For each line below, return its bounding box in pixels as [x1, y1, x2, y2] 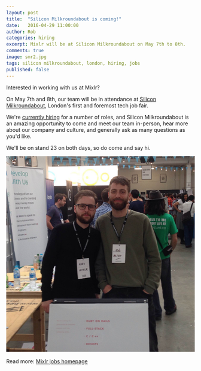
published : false [6, 67, 50, 73]
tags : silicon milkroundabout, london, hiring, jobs [6, 60, 141, 66]
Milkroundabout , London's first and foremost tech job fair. [6, 102, 148, 109]
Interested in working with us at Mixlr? [6, 84, 100, 91]
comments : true [6, 48, 44, 54]
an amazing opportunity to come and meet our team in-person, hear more [6, 120, 188, 127]
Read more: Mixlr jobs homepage [6, 358, 88, 365]
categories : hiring [6, 35, 55, 41]
